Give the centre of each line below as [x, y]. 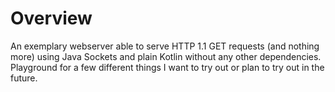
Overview [51, 18]
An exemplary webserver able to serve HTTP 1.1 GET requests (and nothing [165, 46]
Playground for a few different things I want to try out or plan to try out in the [167, 67]
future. [24, 78]
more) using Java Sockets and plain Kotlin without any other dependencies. [166, 56]
